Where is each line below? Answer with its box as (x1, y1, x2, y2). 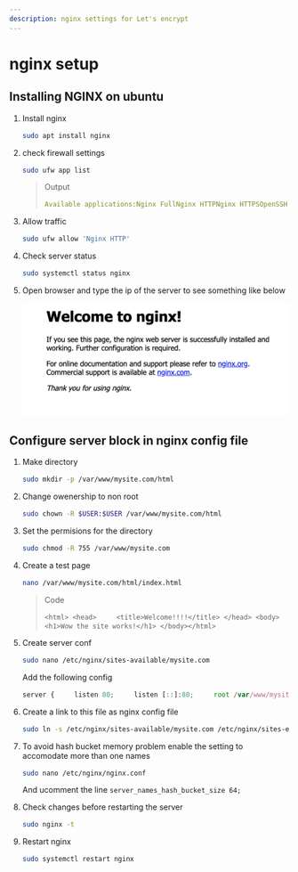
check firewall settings (21, 147, 105, 158)
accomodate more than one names (21, 750, 151, 761)
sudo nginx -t (21, 820, 75, 829)
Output (44, 182, 70, 192)
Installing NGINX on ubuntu (9, 89, 165, 104)
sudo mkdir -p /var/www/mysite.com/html (21, 475, 174, 485)
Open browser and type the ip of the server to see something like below (21, 285, 286, 296)
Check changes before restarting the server (21, 802, 183, 812)
